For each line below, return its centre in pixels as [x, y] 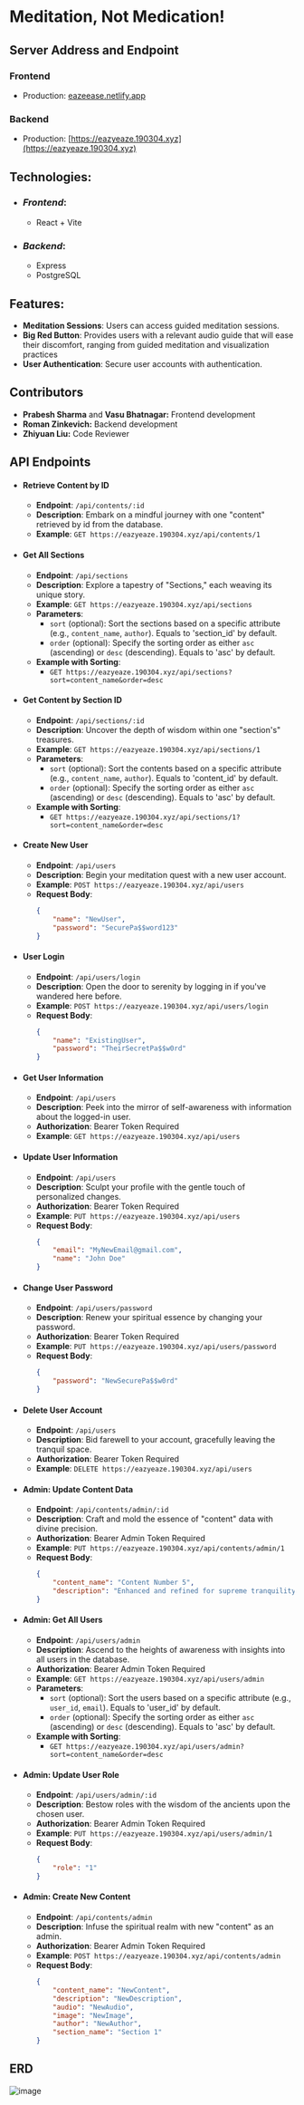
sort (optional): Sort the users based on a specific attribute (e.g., [170, 1698]
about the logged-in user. [83, 1117]
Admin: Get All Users [62, 1620]
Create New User [55, 845]
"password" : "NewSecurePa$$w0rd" [116, 1381]
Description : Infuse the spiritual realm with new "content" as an [155, 1926]
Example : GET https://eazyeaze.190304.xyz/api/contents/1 [148, 534]
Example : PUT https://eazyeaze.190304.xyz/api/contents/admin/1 [160, 1548]
